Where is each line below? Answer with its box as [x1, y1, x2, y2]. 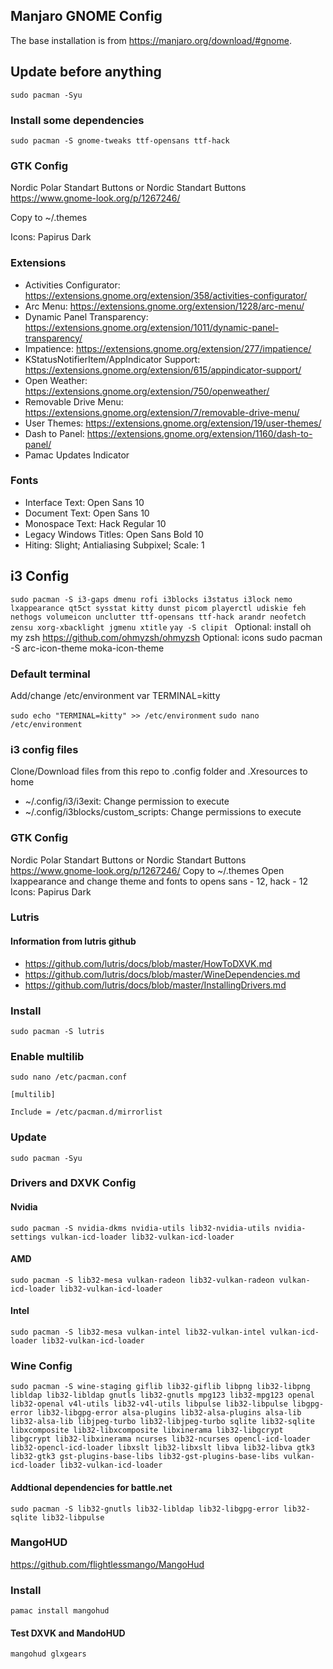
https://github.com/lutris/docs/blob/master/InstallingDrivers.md [24, 979, 287, 991]
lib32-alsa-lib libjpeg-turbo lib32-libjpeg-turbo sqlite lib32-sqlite [10, 1417, 315, 1427]
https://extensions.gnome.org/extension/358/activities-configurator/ [24, 289, 308, 301]
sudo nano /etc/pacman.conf [10, 1072, 128, 1083]
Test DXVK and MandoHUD [10, 1627, 126, 1639]
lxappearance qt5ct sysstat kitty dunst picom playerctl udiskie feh [10, 603, 307, 613]
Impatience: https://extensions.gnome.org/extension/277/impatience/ [24, 342, 312, 354]
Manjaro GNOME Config [10, 8, 163, 25]
